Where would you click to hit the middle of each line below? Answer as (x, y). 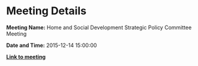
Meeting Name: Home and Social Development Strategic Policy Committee (99, 27)
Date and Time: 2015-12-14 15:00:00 (52, 45)
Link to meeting (26, 56)
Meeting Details (46, 11)
